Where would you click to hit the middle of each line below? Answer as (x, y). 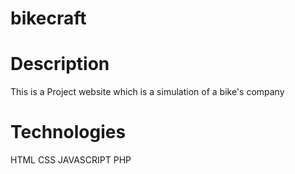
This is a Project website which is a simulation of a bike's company (147, 92)
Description (60, 64)
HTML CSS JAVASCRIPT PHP (71, 160)
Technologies (68, 132)
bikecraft (48, 18)
